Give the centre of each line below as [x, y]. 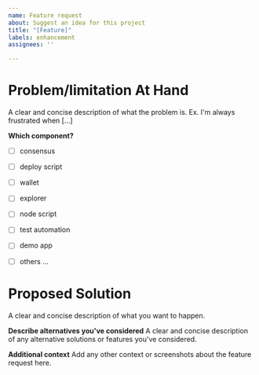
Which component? [41, 136]
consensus [37, 151]
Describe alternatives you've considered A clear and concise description [128, 330]
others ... [34, 261]
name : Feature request [45, 15]
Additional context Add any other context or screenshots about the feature [130, 354]
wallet [29, 182]
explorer [33, 198]
